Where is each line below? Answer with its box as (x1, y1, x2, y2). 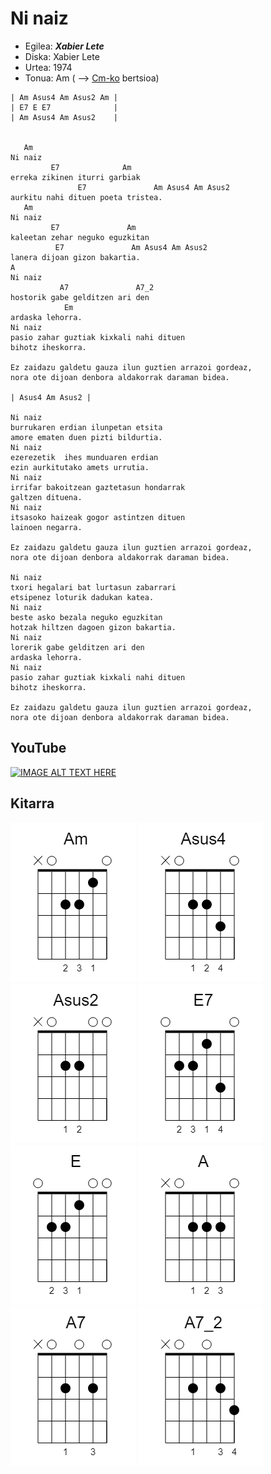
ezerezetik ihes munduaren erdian (10, 452, 159, 462)
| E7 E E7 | (10, 102, 118, 112)
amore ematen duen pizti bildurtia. (10, 432, 163, 442)
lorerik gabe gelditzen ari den (10, 642, 145, 652)
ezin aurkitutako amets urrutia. (10, 462, 150, 472)
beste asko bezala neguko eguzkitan (10, 612, 163, 622)
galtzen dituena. (10, 492, 83, 502)
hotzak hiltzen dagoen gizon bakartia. (10, 622, 177, 632)
